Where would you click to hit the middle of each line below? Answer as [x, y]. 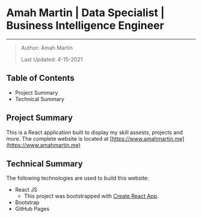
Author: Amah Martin [47, 47]
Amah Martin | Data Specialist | [85, 13]
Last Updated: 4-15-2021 [52, 59]
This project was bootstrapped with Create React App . [91, 196]
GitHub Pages [32, 209]
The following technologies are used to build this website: [78, 178]
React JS [26, 190]
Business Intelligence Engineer [85, 25]
